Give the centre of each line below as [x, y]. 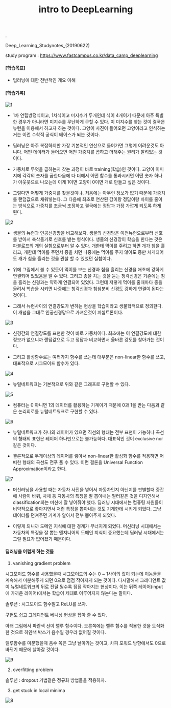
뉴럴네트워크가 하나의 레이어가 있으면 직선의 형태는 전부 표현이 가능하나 [83, 432]
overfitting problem [33, 670]
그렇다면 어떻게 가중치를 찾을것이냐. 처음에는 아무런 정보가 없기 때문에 [82, 193]
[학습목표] [15, 68]
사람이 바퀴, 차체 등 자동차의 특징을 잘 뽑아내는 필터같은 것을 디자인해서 [89, 496]
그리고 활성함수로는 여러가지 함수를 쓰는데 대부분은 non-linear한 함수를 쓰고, [89, 357]
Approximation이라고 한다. [40, 469]
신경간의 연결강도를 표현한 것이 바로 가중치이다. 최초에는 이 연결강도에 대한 [87, 333]
